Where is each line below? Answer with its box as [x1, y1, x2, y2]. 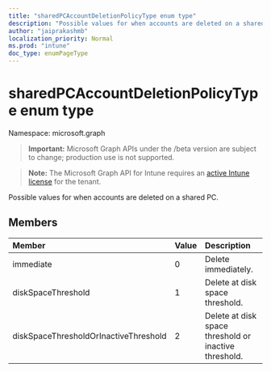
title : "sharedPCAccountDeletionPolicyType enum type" [8, 11, 197, 20]
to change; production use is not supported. [27, 152, 175, 162]
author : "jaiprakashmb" [8, 27, 89, 35]
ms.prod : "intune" [8, 42, 70, 50]
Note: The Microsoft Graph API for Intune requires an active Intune [27, 167, 250, 178]
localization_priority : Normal [8, 34, 114, 43]
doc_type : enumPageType [8, 49, 89, 57]
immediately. [204, 264, 254, 275]
